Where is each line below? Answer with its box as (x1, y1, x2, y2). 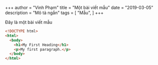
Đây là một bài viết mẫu (5, 20, 53, 25)
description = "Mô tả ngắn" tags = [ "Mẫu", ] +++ (5, 10, 104, 16)
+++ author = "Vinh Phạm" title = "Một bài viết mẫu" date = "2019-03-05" (5, 5, 154, 10)
